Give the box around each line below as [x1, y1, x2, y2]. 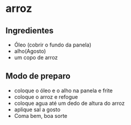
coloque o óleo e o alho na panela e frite [14, 87, 113, 94]
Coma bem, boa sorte [14, 112, 68, 119]
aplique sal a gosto [14, 106, 60, 113]
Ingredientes [5, 26, 54, 36]
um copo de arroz [14, 54, 58, 61]
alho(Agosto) [14, 48, 46, 55]
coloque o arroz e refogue [14, 93, 78, 100]
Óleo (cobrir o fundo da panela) [14, 41, 92, 48]
